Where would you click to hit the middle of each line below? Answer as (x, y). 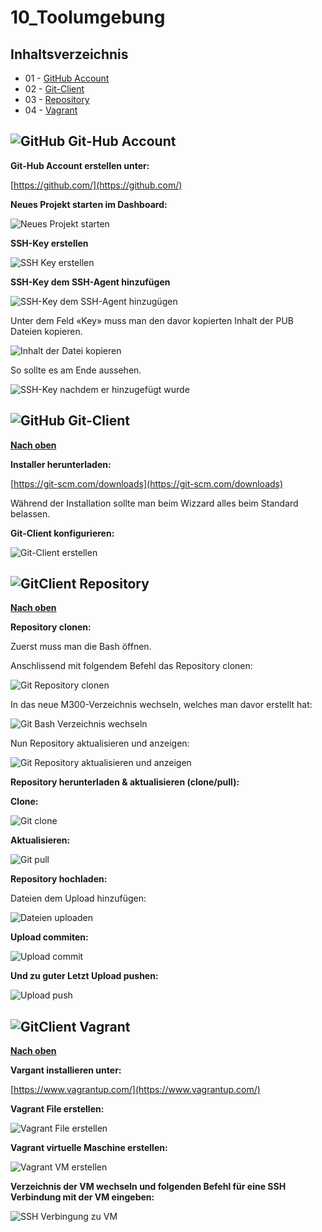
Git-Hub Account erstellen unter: (80, 165)
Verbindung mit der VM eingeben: (82, 1197)
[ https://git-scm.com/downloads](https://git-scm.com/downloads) (147, 483)
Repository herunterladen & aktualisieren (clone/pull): (125, 782)
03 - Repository (57, 99)
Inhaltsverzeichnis (69, 54)
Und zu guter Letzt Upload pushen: (84, 976)
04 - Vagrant (51, 110)
